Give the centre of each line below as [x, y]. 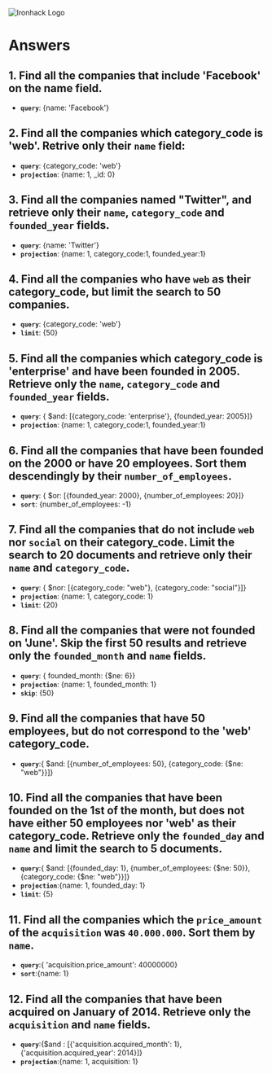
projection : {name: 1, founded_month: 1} [88, 684]
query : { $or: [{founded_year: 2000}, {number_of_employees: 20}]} [132, 496]
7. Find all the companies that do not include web [132, 530]
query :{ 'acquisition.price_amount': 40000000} [99, 965]
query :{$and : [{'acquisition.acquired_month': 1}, [101, 1044]
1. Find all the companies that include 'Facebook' [135, 75]
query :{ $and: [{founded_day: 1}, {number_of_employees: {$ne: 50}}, [135, 868]
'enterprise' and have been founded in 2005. [124, 371]
